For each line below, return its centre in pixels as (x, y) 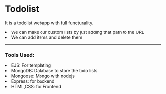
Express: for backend (33, 81)
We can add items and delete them (47, 37)
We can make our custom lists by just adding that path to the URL (78, 32)
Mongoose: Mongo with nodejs (43, 76)
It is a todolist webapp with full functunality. (49, 23)
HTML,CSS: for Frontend (36, 87)
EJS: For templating (31, 65)
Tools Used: (20, 55)
